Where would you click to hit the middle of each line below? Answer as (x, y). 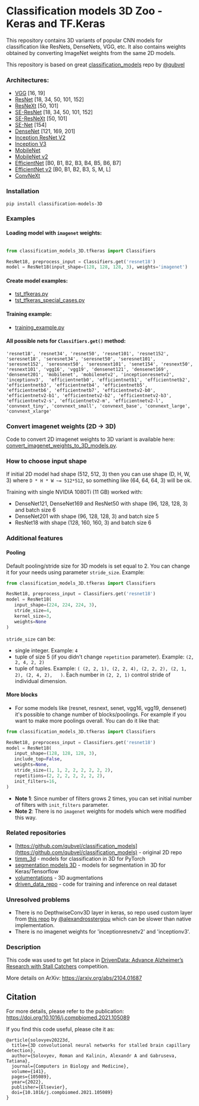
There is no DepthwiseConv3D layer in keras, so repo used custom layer (103, 913)
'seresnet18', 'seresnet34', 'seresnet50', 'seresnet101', (81, 359)
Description (24, 947)
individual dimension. (41, 681)
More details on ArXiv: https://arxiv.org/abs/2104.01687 (74, 978)
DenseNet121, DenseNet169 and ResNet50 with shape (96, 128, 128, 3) (101, 504)
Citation (21, 997)
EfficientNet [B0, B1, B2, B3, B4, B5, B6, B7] (68, 163)
